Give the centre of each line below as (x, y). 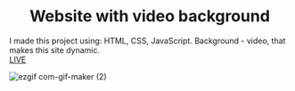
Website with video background (150, 16)
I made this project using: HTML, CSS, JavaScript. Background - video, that (147, 41)
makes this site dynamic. (55, 49)
